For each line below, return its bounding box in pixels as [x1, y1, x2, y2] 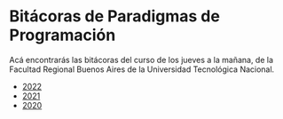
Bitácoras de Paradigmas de [9, 6, 220, 27]
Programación [9, 25, 116, 45]
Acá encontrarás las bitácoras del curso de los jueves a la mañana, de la [9, 54, 273, 65]
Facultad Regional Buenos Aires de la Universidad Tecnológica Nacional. [9, 64, 275, 75]
